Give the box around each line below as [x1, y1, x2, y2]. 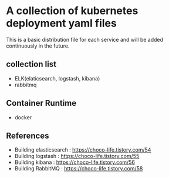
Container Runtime [6, 98, 77, 108]
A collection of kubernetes [6, 4, 138, 18]
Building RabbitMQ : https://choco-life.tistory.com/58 [14, 165, 143, 172]
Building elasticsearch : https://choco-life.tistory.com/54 [14, 146, 151, 153]
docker [14, 113, 32, 121]
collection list [6, 59, 57, 69]
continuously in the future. [6, 42, 70, 49]
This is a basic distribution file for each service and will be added [6, 36, 163, 43]
